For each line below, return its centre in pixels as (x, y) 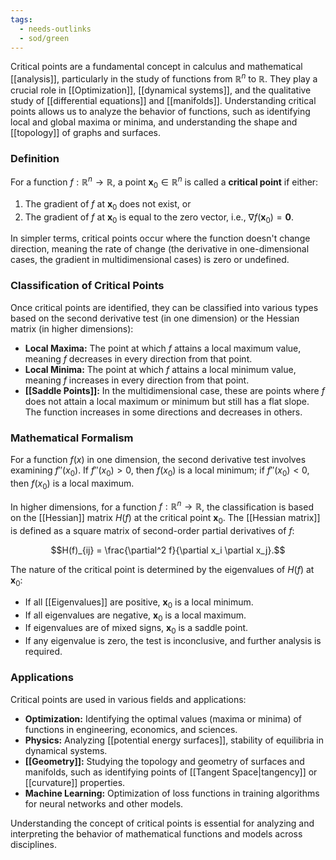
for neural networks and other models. (104, 803)
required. (43, 652)
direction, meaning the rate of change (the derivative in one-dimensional (160, 249)
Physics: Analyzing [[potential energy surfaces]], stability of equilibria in (174, 740)
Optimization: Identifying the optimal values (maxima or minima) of (163, 718)
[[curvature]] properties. (75, 782)
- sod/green (44, 38)
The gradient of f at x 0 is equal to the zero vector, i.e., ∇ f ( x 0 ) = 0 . (159, 218)
